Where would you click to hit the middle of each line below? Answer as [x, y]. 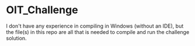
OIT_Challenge [42, 10]
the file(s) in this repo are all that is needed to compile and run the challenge [98, 32]
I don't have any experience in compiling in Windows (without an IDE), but [95, 26]
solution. [17, 38]
